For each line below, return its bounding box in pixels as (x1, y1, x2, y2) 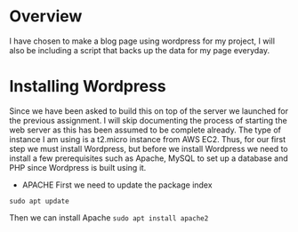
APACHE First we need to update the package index (21, 180, 213, 190)
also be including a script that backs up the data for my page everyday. (9, 44, 270, 55)
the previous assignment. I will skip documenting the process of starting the (9, 115, 287, 125)
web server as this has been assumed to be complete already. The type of (9, 124, 282, 135)
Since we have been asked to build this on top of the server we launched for (9, 105, 289, 116)
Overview (9, 6, 83, 27)
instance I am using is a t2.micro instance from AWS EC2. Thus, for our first (9, 133, 286, 144)
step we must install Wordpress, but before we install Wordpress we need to (9, 143, 288, 154)
